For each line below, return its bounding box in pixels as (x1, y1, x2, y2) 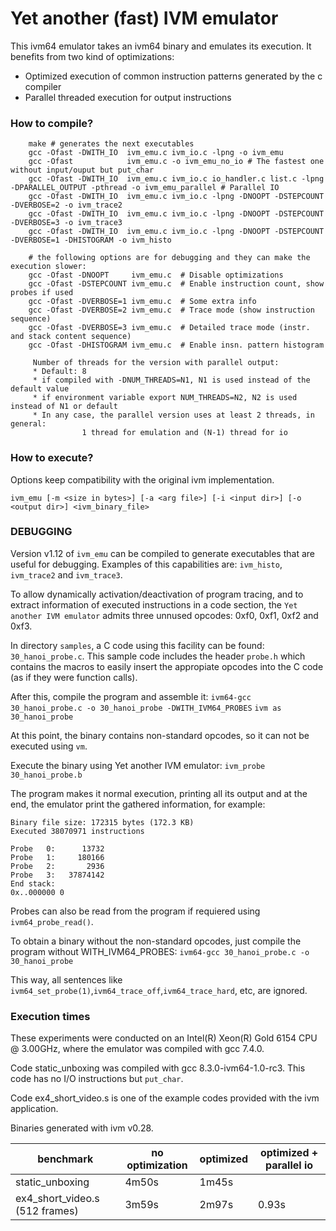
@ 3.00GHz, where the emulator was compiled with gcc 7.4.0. (10, 1043, 265, 1055)
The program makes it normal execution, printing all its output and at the (10, 787, 308, 799)
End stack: (10, 878, 56, 889)
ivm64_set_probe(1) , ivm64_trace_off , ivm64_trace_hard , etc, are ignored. (10, 984, 308, 996)
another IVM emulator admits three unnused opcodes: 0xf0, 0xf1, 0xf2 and (10, 609, 319, 621)
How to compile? (10, 116, 94, 130)
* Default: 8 (32, 367, 87, 377)
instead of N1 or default (10, 402, 118, 412)
